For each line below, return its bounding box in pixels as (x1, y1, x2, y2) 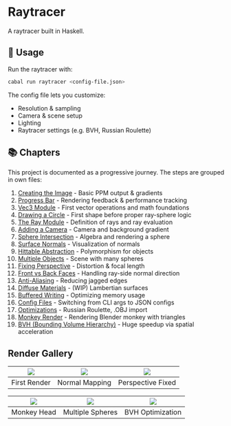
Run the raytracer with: (8, 65, 73, 73)
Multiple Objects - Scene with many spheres (17, 255, 144, 263)
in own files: (8, 176, 42, 184)
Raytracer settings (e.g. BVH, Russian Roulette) (17, 126, 152, 134)
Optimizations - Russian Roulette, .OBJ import (17, 306, 148, 314)
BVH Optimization (124, 407, 181, 417)
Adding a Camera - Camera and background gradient (17, 225, 169, 234)
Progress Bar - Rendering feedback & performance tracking (17, 197, 188, 205)
